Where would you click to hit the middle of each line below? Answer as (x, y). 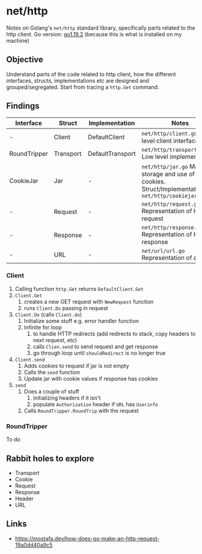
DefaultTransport (112, 153)
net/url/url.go (163, 251)
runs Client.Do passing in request (66, 308)
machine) (18, 40)
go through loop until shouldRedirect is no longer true (99, 353)
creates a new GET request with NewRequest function (89, 301)
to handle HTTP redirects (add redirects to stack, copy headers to (114, 334)
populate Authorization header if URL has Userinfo (95, 404)
